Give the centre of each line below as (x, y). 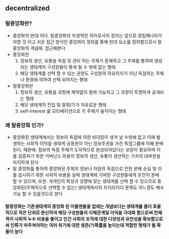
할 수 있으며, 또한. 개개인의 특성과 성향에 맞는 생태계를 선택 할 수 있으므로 (84, 181)
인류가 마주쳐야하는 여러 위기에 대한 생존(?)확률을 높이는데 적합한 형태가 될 (83, 225)
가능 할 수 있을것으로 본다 (38, 194)
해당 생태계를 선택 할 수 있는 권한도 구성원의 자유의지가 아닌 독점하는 (87, 73)
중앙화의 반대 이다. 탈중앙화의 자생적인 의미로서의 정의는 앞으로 (75, 35)
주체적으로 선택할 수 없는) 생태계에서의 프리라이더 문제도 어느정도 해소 (95, 187)
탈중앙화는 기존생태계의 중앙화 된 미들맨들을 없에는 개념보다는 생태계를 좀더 (79, 206)
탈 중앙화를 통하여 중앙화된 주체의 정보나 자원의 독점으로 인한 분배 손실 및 (84, 169)
